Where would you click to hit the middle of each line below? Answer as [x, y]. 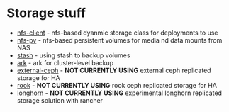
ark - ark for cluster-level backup [65, 62]
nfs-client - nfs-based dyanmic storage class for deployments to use [117, 33]
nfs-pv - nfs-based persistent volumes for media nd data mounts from [119, 40]
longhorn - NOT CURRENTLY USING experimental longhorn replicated [119, 93]
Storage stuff [46, 13]
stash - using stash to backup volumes [73, 55]
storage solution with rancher [60, 100]
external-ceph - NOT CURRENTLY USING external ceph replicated [114, 70]
